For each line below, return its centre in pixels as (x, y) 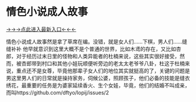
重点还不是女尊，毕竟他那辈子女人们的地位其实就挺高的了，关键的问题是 (103, 71)
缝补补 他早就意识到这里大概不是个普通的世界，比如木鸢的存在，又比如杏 (94, 49)
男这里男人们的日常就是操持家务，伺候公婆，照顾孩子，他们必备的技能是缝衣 (98, 78)
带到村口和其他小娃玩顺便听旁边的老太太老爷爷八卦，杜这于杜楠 (108, 63)
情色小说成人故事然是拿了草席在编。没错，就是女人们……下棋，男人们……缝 (97, 41)
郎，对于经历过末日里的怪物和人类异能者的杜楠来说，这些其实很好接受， (93, 56)
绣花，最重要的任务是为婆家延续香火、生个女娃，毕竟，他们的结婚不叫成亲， (98, 85)
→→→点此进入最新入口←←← (41, 29)
